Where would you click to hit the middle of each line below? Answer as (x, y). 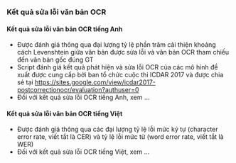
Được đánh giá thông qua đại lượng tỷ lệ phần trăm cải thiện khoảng (116, 45)
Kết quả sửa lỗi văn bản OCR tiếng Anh (65, 29)
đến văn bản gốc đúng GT (55, 60)
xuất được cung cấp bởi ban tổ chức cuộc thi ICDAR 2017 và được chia (120, 75)
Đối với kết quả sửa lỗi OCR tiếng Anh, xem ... (83, 97)
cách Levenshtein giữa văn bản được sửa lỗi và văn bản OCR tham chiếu (123, 52)
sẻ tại (25, 82)
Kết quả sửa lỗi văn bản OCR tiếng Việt (65, 113)
